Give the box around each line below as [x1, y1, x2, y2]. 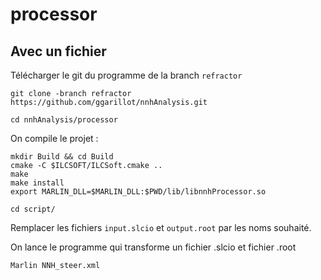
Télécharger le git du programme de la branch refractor [10, 69, 243, 81]
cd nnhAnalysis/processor [10, 115, 118, 125]
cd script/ [10, 204, 56, 214]
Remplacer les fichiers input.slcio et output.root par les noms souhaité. [10, 222, 312, 233]
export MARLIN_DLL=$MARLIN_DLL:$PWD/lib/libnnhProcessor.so [10, 187, 267, 197]
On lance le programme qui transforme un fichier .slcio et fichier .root [10, 241, 297, 253]
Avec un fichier [10, 43, 107, 60]
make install [10, 178, 65, 188]
